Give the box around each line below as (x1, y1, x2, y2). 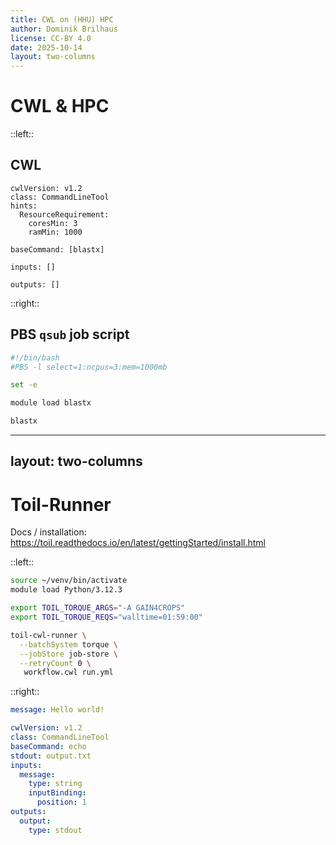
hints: (10, 201, 38, 211)
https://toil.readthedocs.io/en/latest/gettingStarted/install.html (10, 537, 266, 549)
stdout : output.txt (10, 751, 92, 761)
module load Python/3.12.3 (10, 585, 123, 595)
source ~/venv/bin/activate (10, 576, 128, 586)
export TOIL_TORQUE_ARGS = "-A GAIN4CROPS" (10, 603, 186, 613)
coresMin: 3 (28, 218, 78, 228)
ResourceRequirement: (19, 209, 110, 220)
